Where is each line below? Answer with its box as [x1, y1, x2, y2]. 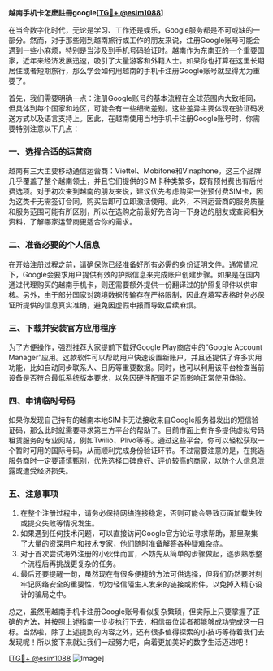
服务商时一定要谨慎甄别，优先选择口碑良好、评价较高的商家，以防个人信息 [8, 455, 258, 466]
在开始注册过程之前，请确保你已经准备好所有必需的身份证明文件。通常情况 [8, 259, 258, 269]
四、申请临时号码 [8, 394, 76, 406]
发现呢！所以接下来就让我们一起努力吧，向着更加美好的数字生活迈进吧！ [8, 638, 250, 647]
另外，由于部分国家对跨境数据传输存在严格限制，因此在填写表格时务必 [22, 290, 258, 299]
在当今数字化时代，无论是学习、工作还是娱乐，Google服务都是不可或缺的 [8, 25, 253, 35]
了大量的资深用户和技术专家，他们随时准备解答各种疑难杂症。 [19, 538, 227, 548]
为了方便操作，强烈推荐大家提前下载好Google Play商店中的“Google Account [8, 342, 262, 352]
